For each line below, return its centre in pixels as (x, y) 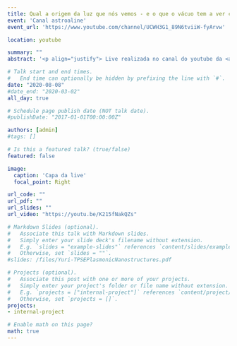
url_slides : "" (30, 208)
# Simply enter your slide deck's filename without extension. (105, 240)
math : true (23, 332)
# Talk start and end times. (50, 72)
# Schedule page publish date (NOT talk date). (79, 111)
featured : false (31, 156)
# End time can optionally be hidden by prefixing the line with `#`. (116, 78)
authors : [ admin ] (33, 130)
